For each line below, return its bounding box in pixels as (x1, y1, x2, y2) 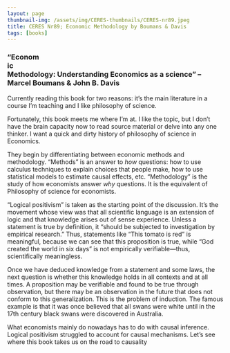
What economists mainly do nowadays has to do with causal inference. (7, 323, 209, 331)
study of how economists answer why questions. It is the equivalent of (7, 179, 209, 188)
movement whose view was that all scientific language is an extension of (7, 208, 215, 216)
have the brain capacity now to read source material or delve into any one (7, 122, 218, 130)
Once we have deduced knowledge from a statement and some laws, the (7, 265, 215, 273)
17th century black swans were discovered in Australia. (7, 309, 164, 318)
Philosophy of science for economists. (7, 187, 116, 195)
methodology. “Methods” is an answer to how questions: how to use (7, 157, 202, 166)
